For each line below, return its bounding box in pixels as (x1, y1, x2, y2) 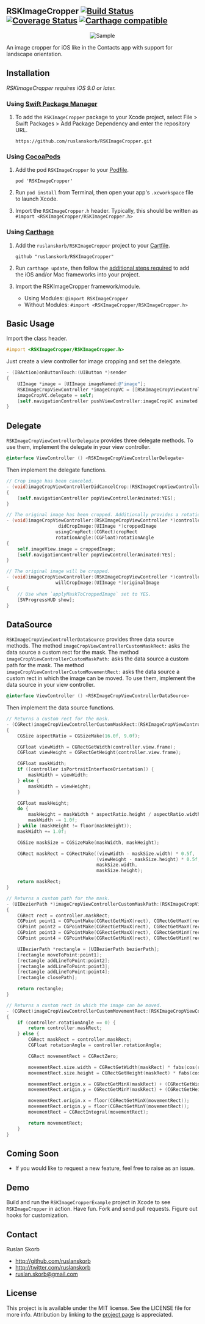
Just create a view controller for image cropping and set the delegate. (6, 358, 182, 365)
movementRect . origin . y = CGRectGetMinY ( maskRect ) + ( (28, 1087, 168, 1093)
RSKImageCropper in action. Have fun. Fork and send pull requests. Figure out (6, 1205, 198, 1213)
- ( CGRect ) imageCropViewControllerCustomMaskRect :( (6, 721, 140, 728)
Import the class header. (6, 335, 68, 342)
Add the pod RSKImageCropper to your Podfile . (15, 166, 129, 174)
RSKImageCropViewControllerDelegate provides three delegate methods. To (6, 437, 193, 444)
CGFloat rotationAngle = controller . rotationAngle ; (28, 1042, 163, 1049)
